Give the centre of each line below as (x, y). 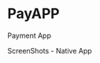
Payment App (30, 35)
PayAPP (33, 14)
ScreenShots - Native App (50, 50)
